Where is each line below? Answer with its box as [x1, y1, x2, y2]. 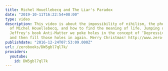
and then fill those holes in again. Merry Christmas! [9, 35, 126, 40]
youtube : [9, 53, 28, 59]
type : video [5, 16, 30, 21]
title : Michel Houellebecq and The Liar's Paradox [5, 7, 113, 12]
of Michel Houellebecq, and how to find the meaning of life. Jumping [9, 26, 160, 31]
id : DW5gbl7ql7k [14, 58, 48, 63]
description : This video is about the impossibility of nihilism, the [5, 21, 155, 26]
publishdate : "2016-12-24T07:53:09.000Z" [5, 40, 93, 45]
